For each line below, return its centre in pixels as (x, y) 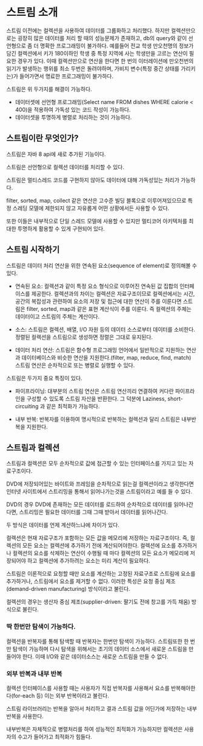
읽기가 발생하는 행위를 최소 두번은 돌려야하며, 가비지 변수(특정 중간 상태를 (93, 68)
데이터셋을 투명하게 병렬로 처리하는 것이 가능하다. (73, 117)
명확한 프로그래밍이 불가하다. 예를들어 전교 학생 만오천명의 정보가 (117, 46)
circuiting (27, 406)
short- (175, 399)
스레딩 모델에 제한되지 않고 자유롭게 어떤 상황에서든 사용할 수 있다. (91, 208)
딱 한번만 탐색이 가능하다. (41, 627)
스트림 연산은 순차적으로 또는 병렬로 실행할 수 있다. (75, 365)
